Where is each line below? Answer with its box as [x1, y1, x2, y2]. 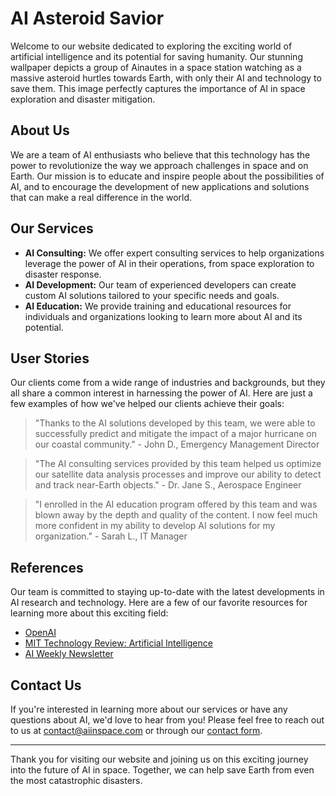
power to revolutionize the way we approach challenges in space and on [10, 159, 309, 171]
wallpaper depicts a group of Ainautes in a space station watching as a [10, 61, 302, 73]
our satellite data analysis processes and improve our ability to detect [34, 468, 322, 481]
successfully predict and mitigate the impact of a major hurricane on [34, 428, 318, 440]
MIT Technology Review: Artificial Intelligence [24, 637, 213, 649]
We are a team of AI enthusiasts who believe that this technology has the [10, 148, 311, 161]
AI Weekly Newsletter [24, 648, 114, 660]
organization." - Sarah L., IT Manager [34, 530, 188, 542]
